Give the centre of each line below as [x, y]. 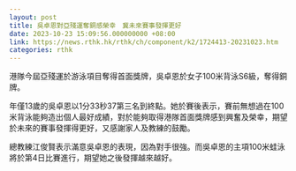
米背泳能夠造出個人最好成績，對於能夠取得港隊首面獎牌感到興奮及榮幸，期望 [148, 117]
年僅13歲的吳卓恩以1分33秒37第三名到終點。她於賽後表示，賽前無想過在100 [147, 106]
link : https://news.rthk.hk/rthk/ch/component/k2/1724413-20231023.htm [144, 42]
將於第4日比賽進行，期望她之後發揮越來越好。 [93, 158]
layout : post [33, 17]
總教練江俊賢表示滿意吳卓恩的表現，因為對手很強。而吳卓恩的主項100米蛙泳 [147, 147]
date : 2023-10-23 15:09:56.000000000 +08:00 [92, 33]
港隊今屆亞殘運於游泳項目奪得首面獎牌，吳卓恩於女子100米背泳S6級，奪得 [144, 77]
